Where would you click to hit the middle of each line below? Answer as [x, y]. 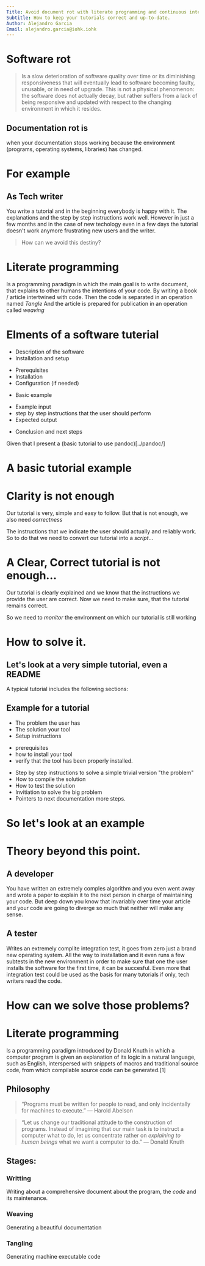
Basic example [34, 394]
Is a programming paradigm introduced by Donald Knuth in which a [91, 1050]
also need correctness [34, 520]
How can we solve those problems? [98, 1005]
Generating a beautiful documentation [54, 1227]
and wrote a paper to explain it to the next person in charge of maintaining [99, 895]
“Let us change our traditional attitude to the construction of [97, 1122]
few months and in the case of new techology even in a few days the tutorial [102, 224]
